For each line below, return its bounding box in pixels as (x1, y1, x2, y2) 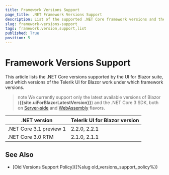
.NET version (21, 117, 53, 124)
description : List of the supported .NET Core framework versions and (5, 17, 156, 22)
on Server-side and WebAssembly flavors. (17, 105, 106, 111)
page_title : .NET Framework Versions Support (5, 12, 102, 17)
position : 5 (5, 36, 30, 41)
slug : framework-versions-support (5, 21, 78, 27)
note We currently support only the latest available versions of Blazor (17, 94, 161, 100)
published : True (5, 31, 39, 36)
